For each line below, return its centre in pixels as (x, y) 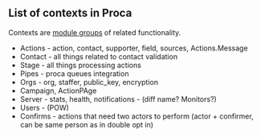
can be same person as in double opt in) (87, 124)
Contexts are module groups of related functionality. (95, 32)
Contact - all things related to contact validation (99, 56)
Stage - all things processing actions (81, 65)
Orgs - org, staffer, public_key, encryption (89, 82)
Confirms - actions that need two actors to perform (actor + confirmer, (137, 116)
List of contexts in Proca (70, 13)
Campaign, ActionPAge (58, 91)
